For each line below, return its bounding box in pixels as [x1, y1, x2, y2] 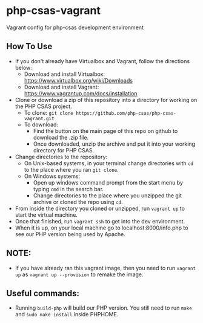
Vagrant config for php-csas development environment [6, 24, 144, 31]
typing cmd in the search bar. [33, 185, 104, 192]
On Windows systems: [24, 172, 81, 180]
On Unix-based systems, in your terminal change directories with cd [24, 159, 194, 167]
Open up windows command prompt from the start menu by [33, 178, 184, 186]
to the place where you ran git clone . [24, 166, 119, 173]
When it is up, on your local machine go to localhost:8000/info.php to [15, 224, 188, 231]
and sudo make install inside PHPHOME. [15, 311, 119, 318]
